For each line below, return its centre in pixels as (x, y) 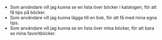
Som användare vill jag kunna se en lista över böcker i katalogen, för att (83, 7)
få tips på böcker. (28, 12)
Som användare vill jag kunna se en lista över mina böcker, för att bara (82, 28)
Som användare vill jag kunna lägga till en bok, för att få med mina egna (83, 18)
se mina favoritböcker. (33, 33)
